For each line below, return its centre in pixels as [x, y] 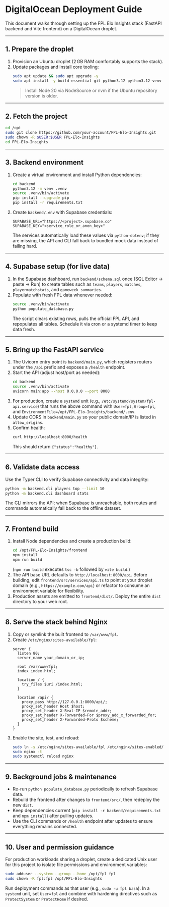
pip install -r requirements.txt [48, 203]
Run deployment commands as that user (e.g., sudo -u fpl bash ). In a [77, 888]
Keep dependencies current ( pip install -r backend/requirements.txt [87, 811]
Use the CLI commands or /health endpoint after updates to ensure [82, 821]
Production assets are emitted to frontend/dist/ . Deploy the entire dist [87, 596]
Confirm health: [29, 428]
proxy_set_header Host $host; [53, 706]
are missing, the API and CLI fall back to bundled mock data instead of [85, 241]
